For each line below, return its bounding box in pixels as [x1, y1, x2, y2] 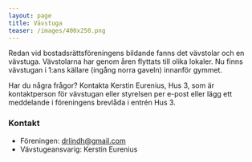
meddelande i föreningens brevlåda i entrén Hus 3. [8, 97, 177, 108]
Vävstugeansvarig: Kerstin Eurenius [19, 144, 138, 154]
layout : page [8, 11, 52, 20]
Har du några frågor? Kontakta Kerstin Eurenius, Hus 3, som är [8, 81, 215, 90]
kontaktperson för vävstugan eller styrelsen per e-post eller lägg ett [8, 89, 233, 99]
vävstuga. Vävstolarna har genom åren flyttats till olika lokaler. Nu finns [8, 57, 243, 66]
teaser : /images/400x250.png [8, 26, 106, 34]
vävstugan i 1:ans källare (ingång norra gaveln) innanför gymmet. [8, 65, 223, 75]
